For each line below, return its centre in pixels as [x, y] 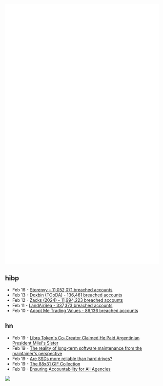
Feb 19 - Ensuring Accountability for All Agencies [61, 369]
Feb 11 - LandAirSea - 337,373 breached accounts [62, 306]
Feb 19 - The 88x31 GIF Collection [46, 363]
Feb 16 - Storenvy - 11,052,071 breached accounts [62, 290]
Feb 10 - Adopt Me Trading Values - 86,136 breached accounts [75, 311]
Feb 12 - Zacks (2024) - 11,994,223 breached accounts [67, 300]
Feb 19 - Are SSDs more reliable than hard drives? [62, 359]
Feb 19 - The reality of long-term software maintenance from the [77, 348]
